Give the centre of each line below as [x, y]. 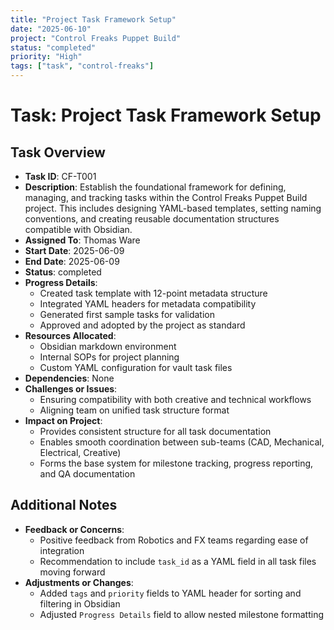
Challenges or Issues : [71, 389]
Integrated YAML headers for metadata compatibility [148, 304]
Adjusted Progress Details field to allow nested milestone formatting [182, 614]
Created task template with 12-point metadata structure [153, 293]
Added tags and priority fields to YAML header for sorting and [170, 593]
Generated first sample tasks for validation [127, 314]
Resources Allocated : [70, 335]
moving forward [72, 572]
